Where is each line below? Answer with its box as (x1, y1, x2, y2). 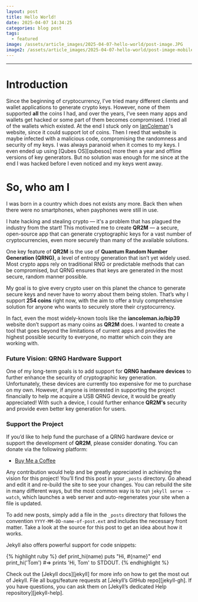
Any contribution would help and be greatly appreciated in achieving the (6, 469, 181, 476)
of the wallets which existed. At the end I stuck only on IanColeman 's (6, 122, 174, 130)
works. (6, 530, 23, 537)
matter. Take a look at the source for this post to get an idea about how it (6, 524, 183, 531)
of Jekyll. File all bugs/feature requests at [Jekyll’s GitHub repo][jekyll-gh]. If (6, 577, 192, 584)
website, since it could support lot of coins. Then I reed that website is (6, 128, 177, 135)
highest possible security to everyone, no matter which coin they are (6, 333, 173, 340)
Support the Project (6, 419, 64, 428)
